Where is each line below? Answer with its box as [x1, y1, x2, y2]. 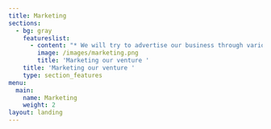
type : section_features [23, 71, 103, 79]
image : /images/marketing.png [37, 49, 139, 57]
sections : [8, 19, 42, 27]
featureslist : [23, 34, 70, 42]
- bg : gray [15, 26, 52, 34]
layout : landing [8, 109, 63, 117]
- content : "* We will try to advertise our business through [29, 42, 244, 50]
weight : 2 [23, 101, 56, 109]
